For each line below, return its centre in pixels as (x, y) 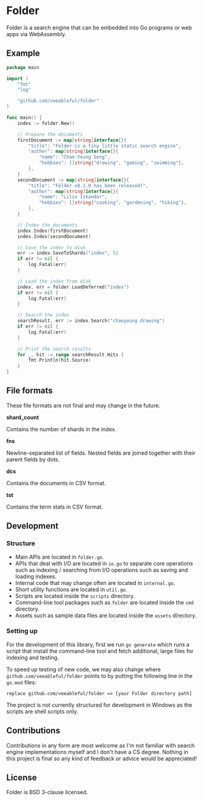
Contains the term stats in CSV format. (55, 507)
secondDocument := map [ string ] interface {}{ (73, 180)
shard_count (23, 417)
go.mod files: (21, 682)
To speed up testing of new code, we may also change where (84, 669)
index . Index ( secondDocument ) (54, 236)
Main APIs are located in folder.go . (59, 557)
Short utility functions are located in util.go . (71, 589)
